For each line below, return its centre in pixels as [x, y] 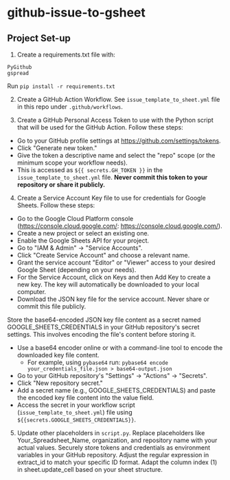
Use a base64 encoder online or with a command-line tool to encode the [120, 348]
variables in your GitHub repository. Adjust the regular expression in [113, 455]
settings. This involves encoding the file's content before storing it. [102, 334]
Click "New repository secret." [60, 383]
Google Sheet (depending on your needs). [77, 270]
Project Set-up [39, 38]
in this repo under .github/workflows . [70, 107]
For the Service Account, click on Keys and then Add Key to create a [114, 277]
